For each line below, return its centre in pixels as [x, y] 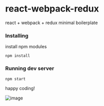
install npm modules [26, 47]
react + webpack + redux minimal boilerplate [51, 23]
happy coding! [20, 88]
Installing [17, 36]
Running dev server [30, 68]
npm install [18, 56]
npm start [16, 79]
